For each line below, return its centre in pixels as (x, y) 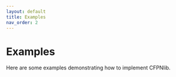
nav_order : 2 (22, 22)
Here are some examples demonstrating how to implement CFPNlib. (88, 68)
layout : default (26, 11)
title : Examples (26, 17)
